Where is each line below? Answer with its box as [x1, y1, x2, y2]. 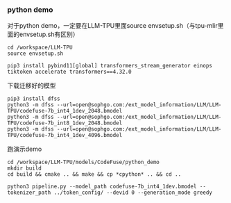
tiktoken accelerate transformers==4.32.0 [7, 68, 132, 76]
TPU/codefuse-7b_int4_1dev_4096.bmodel [7, 132, 123, 139]
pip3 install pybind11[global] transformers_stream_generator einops [7, 63, 213, 70]
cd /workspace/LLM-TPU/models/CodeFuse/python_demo [7, 159, 160, 166]
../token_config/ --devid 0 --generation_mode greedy [53, 189, 213, 196]
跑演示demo [7, 145, 42, 154]
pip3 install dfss [7, 95, 60, 102]
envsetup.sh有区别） [19, 30, 79, 39]
